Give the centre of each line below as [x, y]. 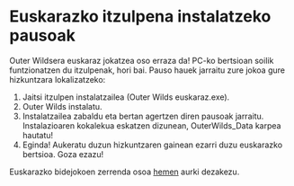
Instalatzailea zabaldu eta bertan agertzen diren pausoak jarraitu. [143, 116]
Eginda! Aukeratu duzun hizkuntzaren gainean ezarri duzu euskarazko [152, 145]
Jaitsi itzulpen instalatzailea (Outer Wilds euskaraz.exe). [126, 97]
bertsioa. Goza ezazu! [63, 154]
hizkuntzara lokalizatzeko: [58, 79]
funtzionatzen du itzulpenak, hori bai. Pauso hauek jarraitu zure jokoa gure [147, 70]
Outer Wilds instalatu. [62, 106]
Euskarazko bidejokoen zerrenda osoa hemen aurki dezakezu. [125, 172]
